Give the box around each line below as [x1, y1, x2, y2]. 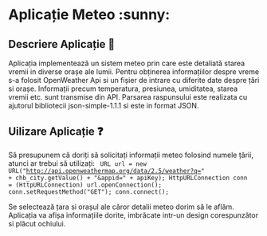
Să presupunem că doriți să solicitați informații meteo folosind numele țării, [8, 150, 253, 159]
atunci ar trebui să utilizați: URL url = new [8, 158, 147, 168]
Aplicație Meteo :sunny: [8, 6, 171, 24]
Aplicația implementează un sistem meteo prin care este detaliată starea [8, 58, 245, 68]
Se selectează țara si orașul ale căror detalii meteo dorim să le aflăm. [8, 202, 235, 211]
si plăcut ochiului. [8, 218, 66, 228]
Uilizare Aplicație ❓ [8, 125, 104, 139]
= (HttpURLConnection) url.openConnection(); [8, 181, 162, 189]
